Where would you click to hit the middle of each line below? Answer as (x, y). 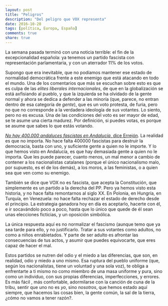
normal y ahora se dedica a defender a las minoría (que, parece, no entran (82, 99)
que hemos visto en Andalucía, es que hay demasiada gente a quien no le (81, 151)
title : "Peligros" (24, 15)
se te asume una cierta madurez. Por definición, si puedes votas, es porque (83, 120)
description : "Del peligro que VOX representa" (56, 19)
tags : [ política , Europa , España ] (41, 29)
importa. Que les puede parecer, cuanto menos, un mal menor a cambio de (83, 157)
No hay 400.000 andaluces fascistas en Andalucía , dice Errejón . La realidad (84, 135)
